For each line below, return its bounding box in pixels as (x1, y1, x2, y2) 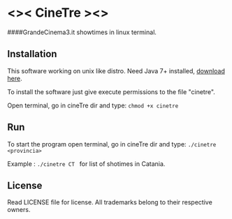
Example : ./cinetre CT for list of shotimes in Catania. (7, 159, 166, 168)
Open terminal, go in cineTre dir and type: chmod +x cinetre (7, 101, 179, 109)
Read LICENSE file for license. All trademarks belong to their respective (7, 198, 213, 206)
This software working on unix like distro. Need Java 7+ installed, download (7, 66, 226, 75)
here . (7, 74, 22, 82)
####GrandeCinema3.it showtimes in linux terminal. (7, 28, 157, 36)
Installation (7, 48, 57, 60)
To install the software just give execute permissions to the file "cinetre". (7, 87, 215, 96)
